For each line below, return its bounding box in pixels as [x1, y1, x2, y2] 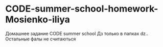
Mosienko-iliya [5, 14, 71, 25]
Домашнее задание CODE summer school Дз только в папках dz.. [5, 30, 149, 36]
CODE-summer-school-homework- [5, 3, 158, 15]
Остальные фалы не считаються [5, 36, 76, 42]
